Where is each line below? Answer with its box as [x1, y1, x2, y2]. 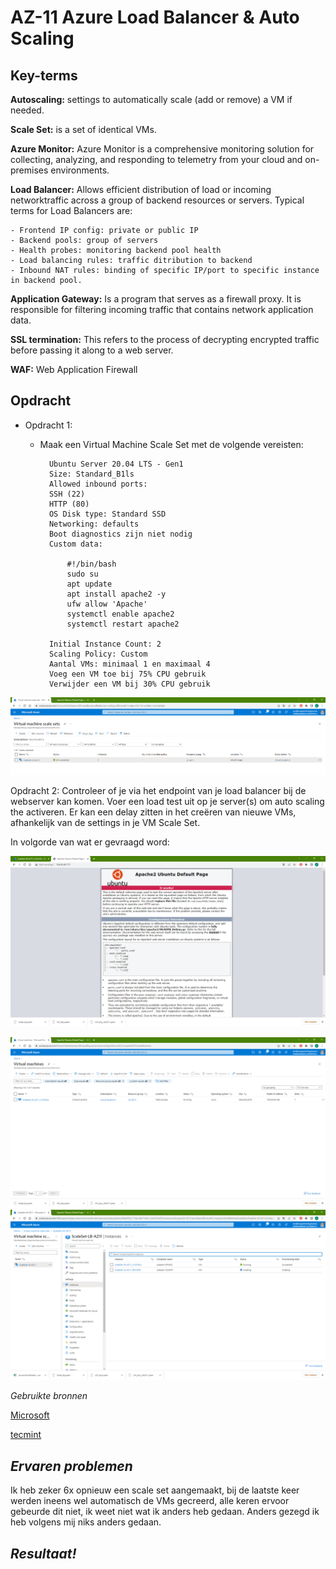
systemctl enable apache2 [66, 609, 175, 619]
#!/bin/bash [66, 559, 117, 569]
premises [10, 164, 49, 176]
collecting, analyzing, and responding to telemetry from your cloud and [10, 154, 303, 165]
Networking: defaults [48, 519, 140, 529]
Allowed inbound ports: [48, 479, 148, 489]
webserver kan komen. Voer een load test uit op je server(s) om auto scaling [10, 796, 325, 808]
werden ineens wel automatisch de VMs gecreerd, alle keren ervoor [10, 1495, 290, 1507]
